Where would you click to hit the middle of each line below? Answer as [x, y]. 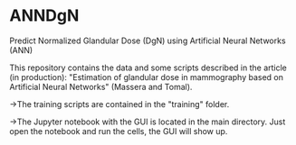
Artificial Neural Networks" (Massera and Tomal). [101, 86]
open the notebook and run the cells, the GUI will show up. [119, 131]
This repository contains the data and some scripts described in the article [148, 68]
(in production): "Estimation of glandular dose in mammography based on [146, 77]
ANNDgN [44, 16]
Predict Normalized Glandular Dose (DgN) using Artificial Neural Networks [148, 41]
